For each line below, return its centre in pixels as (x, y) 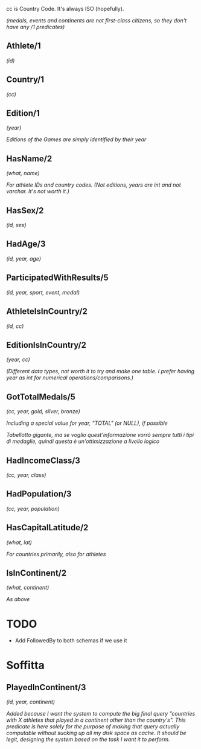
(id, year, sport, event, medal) (43, 292)
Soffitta (26, 665)
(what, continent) (28, 588)
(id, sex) (16, 225)
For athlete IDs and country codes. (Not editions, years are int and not (94, 185)
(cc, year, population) (33, 508)
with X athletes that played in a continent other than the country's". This (96, 720)
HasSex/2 (25, 211)
